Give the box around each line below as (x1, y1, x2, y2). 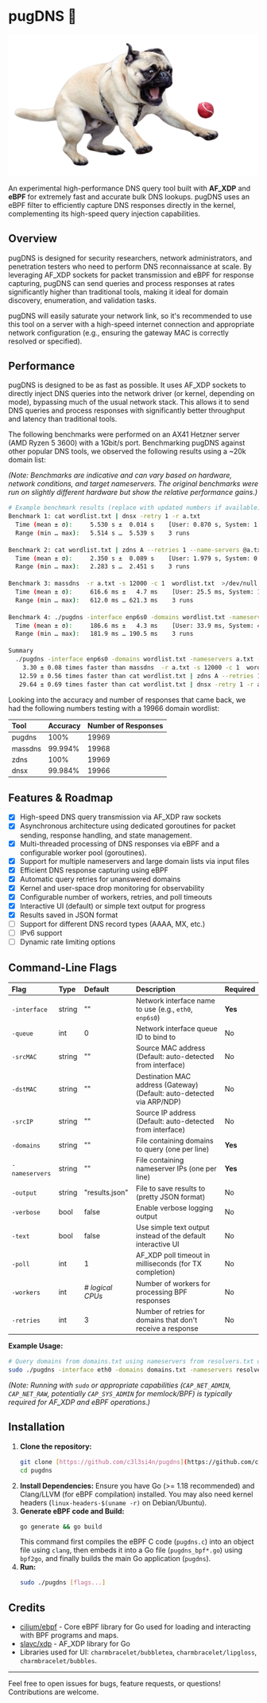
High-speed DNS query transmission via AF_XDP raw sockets (19, 812, 222, 822)
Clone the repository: (19, 1442, 92, 1451)
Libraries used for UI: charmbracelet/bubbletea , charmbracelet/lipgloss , (19, 1647, 257, 1657)
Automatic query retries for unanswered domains (19, 874, 181, 884)
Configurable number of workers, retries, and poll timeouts (19, 892, 213, 901)
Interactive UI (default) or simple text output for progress (19, 901, 206, 911)
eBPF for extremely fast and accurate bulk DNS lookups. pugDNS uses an (8, 191, 250, 202)
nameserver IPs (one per (136, 1163, 217, 1174)
